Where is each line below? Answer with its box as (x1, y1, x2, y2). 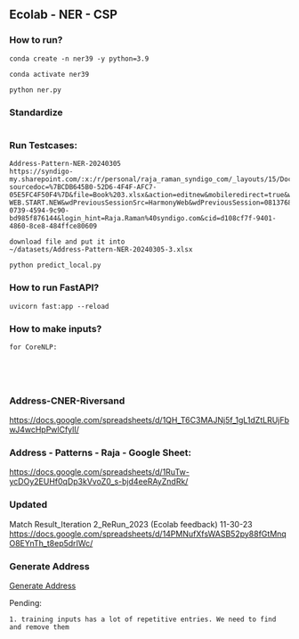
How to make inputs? (9, 322, 102, 335)
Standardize (9, 106, 64, 119)
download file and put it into (9, 237, 125, 246)
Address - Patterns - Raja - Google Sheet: (9, 446, 192, 459)
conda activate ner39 (9, 70, 90, 79)
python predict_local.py (9, 261, 101, 270)
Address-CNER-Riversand (9, 394, 125, 407)
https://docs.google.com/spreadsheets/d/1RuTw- (9, 467, 190, 477)
